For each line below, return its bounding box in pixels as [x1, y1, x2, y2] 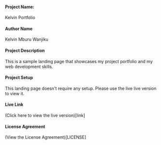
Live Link [5, 102, 24, 108]
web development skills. [5, 64, 53, 69]
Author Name [5, 26, 33, 32]
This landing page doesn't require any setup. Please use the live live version [5, 85, 157, 91]
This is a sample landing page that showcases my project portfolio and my [5, 58, 153, 64]
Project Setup [5, 75, 33, 81]
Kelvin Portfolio [5, 15, 35, 20]
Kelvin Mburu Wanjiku [5, 36, 48, 42]
